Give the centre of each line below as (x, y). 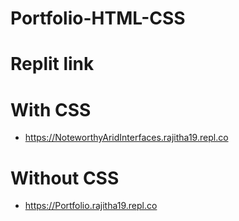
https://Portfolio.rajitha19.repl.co (91, 206)
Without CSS (65, 178)
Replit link (52, 64)
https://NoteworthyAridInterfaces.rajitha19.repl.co (126, 138)
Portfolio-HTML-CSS (98, 18)
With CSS (51, 109)
